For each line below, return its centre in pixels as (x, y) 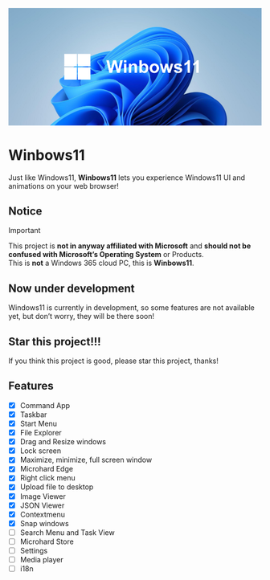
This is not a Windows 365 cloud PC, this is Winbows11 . (101, 263)
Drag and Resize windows (63, 442)
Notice (25, 212)
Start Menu (39, 424)
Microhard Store (47, 541)
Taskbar (33, 415)
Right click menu (47, 478)
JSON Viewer (42, 505)
